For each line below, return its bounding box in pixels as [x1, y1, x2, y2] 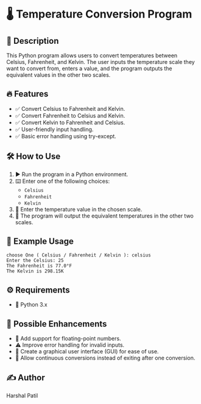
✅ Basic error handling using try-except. [15, 132, 117, 140]
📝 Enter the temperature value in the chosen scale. [15, 205, 143, 213]
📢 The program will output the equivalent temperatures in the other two [15, 212, 194, 219]
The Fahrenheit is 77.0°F [6, 263, 72, 269]
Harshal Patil [6, 392, 38, 399]
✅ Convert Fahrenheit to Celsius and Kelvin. [15, 112, 125, 119]
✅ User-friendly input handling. [15, 126, 94, 133]
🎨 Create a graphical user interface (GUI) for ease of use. [15, 348, 159, 355]
